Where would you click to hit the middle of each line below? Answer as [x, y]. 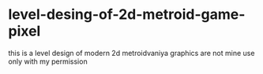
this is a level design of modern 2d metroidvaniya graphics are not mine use [131, 53]
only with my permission [48, 61]
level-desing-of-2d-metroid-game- [127, 15]
